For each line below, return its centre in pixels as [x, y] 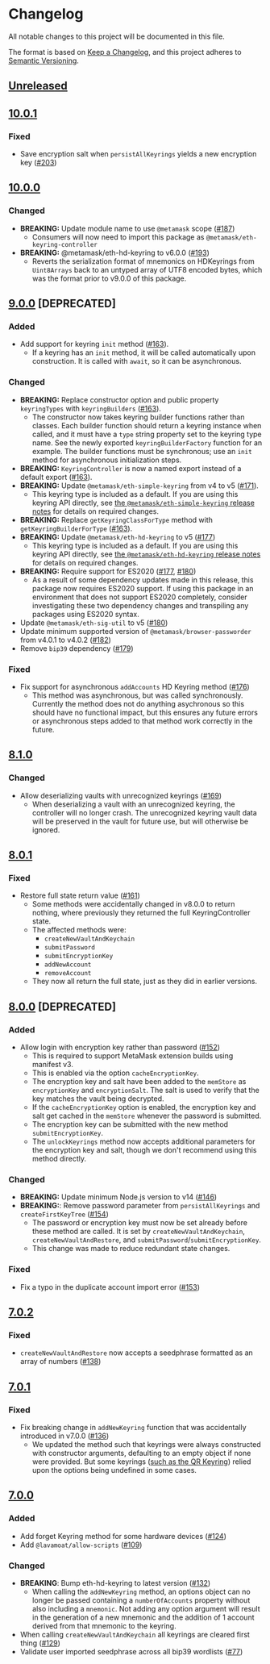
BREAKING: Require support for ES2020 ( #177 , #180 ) [108, 571]
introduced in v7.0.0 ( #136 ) [64, 1436]
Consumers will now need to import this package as [118, 237]
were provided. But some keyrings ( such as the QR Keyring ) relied [141, 1462]
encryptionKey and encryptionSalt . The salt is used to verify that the [145, 1091]
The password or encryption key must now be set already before [140, 1223]
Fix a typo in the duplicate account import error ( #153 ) [110, 1287]
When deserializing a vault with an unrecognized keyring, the [133, 804]
